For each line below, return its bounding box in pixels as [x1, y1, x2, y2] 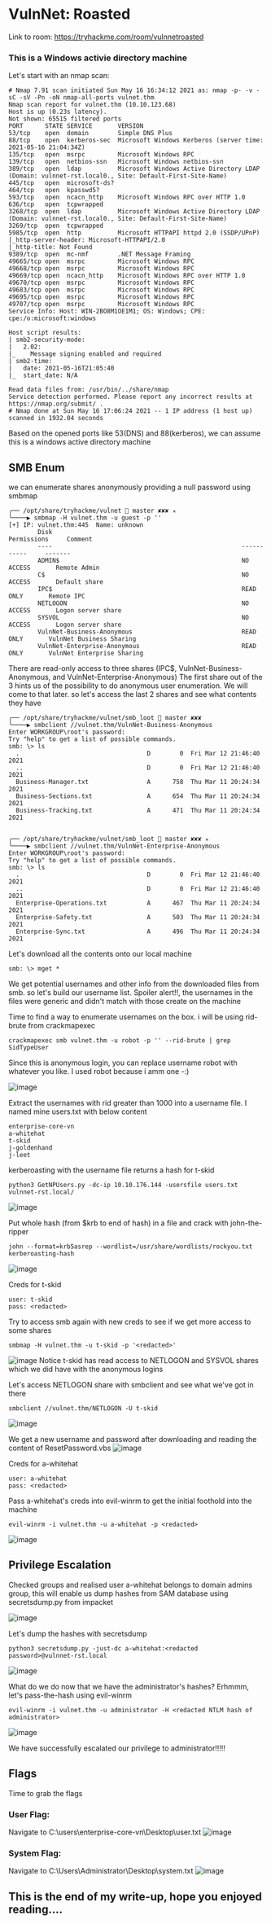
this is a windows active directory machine [8, 437, 151, 447]
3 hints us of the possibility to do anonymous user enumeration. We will [8, 681, 248, 690]
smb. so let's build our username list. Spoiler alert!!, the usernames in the [8, 988, 254, 997]
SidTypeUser [8, 1044, 49, 1052]
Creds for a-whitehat [8, 1459, 79, 1469]
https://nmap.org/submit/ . [8, 400, 104, 408]
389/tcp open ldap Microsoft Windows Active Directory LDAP [8, 164, 260, 173]
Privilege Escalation [8, 1558, 111, 1572]
